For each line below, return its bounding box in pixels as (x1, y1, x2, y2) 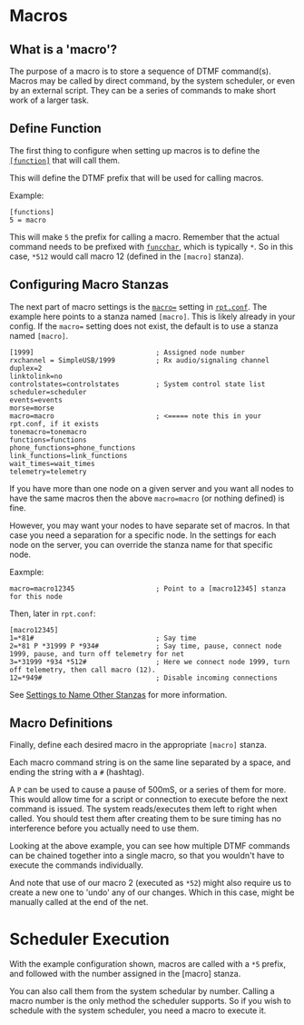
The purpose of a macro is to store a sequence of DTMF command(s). (9, 65, 271, 76)
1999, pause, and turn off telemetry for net (9, 649, 184, 659)
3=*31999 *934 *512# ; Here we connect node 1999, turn (9, 657, 290, 666)
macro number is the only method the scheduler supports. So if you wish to (9, 996, 292, 1007)
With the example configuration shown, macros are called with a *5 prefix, (9, 959, 287, 970)
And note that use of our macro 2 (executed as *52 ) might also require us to (9, 878, 292, 889)
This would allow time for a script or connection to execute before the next (9, 794, 289, 805)
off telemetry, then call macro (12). (9, 665, 156, 674)
